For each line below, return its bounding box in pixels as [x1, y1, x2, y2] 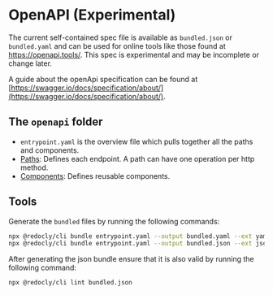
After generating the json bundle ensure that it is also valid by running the [8, 254, 254, 264]
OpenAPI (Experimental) [8, 6, 176, 24]
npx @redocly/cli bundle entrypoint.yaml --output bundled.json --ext [8, 240, 253, 248]
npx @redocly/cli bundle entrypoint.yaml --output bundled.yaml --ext [8, 232, 253, 241]
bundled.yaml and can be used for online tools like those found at [8, 41, 226, 50]
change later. [8, 59, 53, 68]
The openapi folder [8, 115, 103, 129]
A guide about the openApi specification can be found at [8, 74, 198, 84]
